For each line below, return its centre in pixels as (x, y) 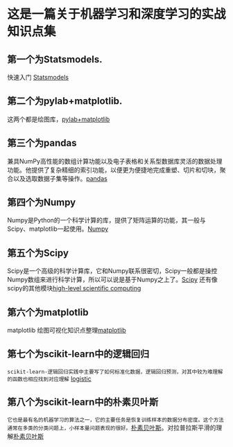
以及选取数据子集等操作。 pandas (60, 178)
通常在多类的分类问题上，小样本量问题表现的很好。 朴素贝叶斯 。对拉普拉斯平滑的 (112, 428)
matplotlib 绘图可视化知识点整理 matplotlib (67, 331)
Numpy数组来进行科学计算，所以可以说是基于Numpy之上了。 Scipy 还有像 (112, 280)
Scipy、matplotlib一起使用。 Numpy (58, 229)
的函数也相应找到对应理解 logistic (49, 378)
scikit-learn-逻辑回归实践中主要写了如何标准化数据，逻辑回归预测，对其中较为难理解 (115, 371)
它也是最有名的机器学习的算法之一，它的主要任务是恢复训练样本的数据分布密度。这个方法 (115, 420)
